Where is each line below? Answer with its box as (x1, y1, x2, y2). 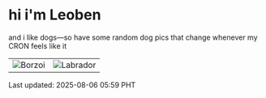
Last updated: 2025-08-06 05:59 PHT (8, 79, 136, 90)
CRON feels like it (8, 40, 67, 50)
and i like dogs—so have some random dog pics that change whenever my (8, 32, 258, 42)
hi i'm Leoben (8, 6, 101, 24)
